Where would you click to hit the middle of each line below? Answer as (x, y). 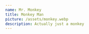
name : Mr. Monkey (23, 10)
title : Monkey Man (24, 14)
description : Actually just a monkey (45, 24)
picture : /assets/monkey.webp (37, 19)
